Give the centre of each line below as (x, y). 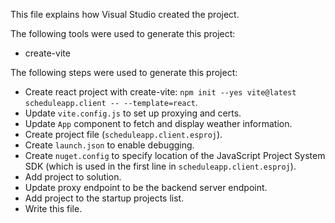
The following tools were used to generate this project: (123, 33)
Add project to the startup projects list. (104, 198)
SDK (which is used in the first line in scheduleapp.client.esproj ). (160, 166)
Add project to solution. (73, 177)
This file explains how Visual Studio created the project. (125, 14)
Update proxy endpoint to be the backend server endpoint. (146, 187)
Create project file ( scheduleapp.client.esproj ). (123, 134)
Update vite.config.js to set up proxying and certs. (133, 113)
